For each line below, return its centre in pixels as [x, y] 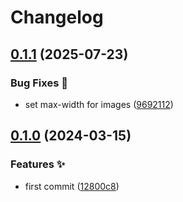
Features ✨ [38, 164]
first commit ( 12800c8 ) [72, 186]
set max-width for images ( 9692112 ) [99, 104]
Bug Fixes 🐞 [39, 83]
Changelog [57, 17]
